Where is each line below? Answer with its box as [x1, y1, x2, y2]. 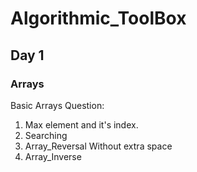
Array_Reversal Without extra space [24, 140, 173, 152]
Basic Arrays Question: [10, 99, 105, 111]
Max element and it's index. [24, 118, 139, 131]
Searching [24, 129, 68, 141]
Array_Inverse [24, 150, 82, 162]
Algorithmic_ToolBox [10, 7, 187, 30]
